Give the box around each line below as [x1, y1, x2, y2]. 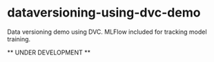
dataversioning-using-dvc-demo [7, 5, 201, 21]
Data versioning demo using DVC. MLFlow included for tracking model [7, 28, 207, 36]
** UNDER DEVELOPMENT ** [7, 48, 91, 56]
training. [7, 34, 31, 43]
